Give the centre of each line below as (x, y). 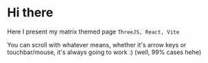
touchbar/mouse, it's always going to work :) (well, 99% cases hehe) (104, 52)
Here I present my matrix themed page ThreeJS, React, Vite (93, 32)
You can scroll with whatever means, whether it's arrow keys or (97, 45)
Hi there (30, 13)
